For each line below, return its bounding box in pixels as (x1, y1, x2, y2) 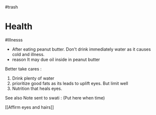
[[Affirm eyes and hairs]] (5, 104, 54, 110)
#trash (5, 4, 18, 10)
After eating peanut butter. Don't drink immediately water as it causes (12, 46, 151, 52)
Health (5, 21, 32, 32)
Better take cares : (5, 66, 42, 72)
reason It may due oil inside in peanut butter (12, 57, 100, 62)
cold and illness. (12, 51, 45, 57)
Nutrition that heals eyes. (12, 86, 62, 91)
